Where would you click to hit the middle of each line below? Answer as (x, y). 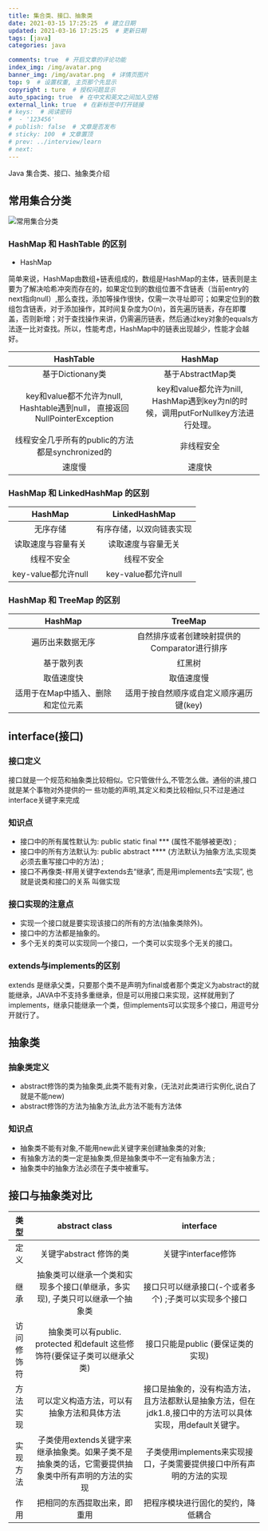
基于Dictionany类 (75, 374)
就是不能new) (42, 1096)
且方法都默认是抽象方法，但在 (199, 1401)
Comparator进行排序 (189, 648)
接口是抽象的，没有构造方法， (199, 1389)
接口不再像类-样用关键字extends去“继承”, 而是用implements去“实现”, (132, 872)
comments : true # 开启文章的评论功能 (67, 60)
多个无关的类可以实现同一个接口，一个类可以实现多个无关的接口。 (128, 943)
